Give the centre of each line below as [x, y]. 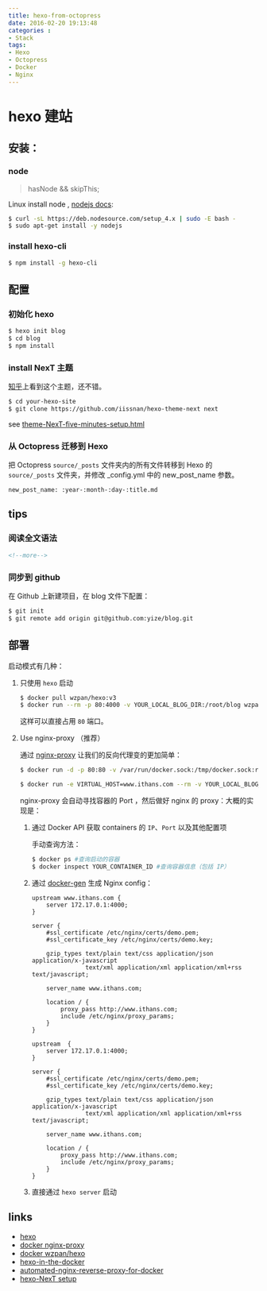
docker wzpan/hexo [52, 1253]
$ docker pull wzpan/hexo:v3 [68, 698]
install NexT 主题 [41, 368]
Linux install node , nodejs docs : [61, 204]
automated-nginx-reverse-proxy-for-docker [91, 1270]
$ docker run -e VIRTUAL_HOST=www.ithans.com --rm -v [110, 785]
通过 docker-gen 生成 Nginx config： [92, 883]
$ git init [26, 611]
